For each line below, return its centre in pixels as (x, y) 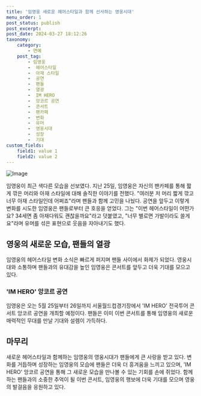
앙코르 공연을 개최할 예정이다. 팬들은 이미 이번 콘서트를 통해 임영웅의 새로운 (105, 313)
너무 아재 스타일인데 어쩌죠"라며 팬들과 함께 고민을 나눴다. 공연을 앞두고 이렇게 (98, 201)
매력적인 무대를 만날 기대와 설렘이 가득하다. (57, 321)
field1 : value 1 (37, 151)
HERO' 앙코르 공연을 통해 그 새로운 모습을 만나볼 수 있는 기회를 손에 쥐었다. (94, 372)
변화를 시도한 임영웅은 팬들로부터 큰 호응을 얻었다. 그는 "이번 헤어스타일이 (92, 208)
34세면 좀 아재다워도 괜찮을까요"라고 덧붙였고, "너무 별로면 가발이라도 (97, 216)
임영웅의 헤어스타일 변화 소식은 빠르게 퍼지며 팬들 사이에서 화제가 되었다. (91, 260)
